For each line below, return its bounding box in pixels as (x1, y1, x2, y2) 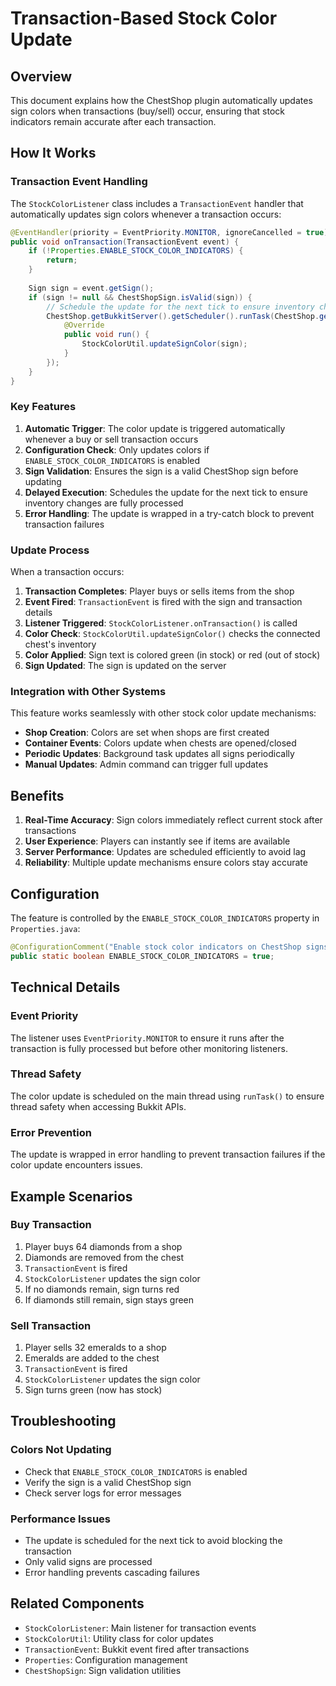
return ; (46, 255, 78, 266)
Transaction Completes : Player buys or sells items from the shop (24, 585, 295, 597)
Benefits (10, 787, 65, 804)
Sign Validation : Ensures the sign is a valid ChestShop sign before (24, 465, 299, 477)
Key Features (10, 400, 77, 414)
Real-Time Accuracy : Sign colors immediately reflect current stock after (24, 814, 323, 826)
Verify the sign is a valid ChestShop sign (24, 1476, 192, 1488)
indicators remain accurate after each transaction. (10, 116, 217, 127)
